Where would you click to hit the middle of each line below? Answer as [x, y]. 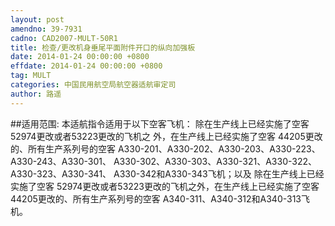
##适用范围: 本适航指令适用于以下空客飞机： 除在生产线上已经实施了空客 [160, 123]
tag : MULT [31, 76]
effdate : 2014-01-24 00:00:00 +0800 [86, 66]
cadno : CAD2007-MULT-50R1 [64, 38]
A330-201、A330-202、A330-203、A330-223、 [219, 148]
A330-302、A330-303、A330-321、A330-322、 [215, 161]
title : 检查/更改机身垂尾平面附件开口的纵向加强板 [103, 47]
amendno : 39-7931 [46, 29]
